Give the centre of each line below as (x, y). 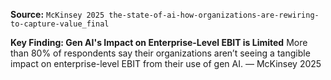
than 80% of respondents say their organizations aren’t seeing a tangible (160, 53)
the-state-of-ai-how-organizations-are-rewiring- (214, 15)
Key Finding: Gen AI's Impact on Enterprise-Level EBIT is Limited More (159, 42)
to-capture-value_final (60, 24)
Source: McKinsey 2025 (57, 14)
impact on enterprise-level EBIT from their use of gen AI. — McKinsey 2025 (166, 63)
